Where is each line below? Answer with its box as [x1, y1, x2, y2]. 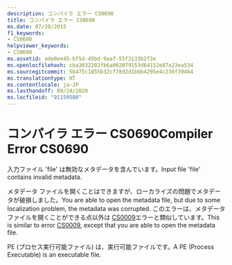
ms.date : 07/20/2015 [7, 23, 67, 30]
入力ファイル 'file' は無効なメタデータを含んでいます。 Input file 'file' [7, 164, 201, 173]
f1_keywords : [7, 29, 45, 37]
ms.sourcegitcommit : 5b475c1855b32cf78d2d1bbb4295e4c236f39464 [7, 68, 194, 75]
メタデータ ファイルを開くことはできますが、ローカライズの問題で [7, 187, 197, 195]
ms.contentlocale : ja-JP [7, 81, 79, 88]
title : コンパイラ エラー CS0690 [7, 17, 96, 24]
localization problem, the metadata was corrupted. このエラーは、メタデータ [7, 204, 226, 212]
